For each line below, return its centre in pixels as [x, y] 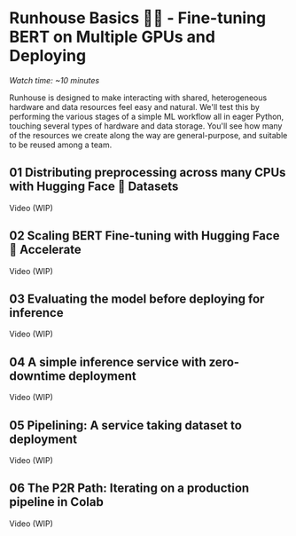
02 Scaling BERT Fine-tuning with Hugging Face [144, 236]
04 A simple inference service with [108, 362]
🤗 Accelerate [45, 250]
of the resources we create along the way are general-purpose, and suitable [148, 135]
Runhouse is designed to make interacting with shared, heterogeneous [138, 98]
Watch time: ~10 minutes [55, 80]
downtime [38, 376]
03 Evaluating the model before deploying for [137, 299]
